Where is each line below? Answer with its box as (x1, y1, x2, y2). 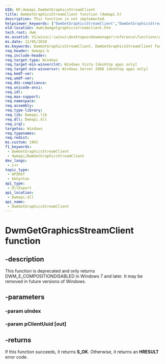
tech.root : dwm (5, 30, 36, 35)
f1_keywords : (5, 145, 32, 150)
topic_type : (5, 167, 29, 172)
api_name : (5, 199, 26, 204)
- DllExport (7, 185, 32, 190)
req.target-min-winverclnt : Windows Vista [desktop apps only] (5, 62, 137, 67)
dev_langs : (5, 158, 27, 163)
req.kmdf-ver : (5, 71, 34, 76)
